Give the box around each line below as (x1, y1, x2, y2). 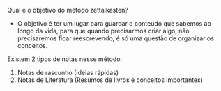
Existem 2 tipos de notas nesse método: (7, 55, 123, 63)
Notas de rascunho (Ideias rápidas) (17, 69, 119, 76)
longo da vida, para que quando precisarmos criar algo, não (17, 27, 190, 35)
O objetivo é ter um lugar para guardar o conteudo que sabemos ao (17, 19, 211, 27)
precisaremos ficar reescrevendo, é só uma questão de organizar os (17, 34, 215, 42)
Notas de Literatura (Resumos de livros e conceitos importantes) (17, 76, 204, 84)
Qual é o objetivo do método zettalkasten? (7, 6, 129, 14)
